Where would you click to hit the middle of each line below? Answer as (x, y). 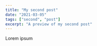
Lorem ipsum (19, 38)
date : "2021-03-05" (26, 15)
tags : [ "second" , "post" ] (33, 19)
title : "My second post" (32, 10)
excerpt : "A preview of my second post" (49, 24)
